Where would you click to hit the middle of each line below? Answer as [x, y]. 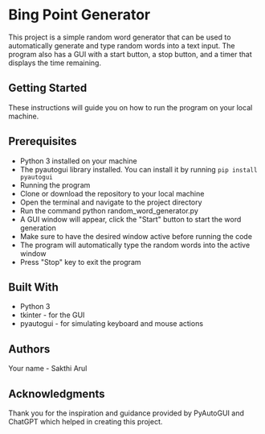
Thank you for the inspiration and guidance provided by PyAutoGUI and [126, 413]
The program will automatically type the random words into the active [135, 245]
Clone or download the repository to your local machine [112, 193]
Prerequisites [43, 141]
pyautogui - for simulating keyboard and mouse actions [111, 324]
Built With [33, 287]
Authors [29, 349]
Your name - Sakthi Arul [48, 369]
